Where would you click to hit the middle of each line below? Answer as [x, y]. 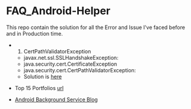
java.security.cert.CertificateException [70, 64]
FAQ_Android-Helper [58, 11]
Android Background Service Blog [56, 100]
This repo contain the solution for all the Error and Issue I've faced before [96, 27]
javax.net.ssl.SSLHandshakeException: [71, 57]
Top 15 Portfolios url [39, 88]
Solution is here [43, 76]
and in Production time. [35, 33]
